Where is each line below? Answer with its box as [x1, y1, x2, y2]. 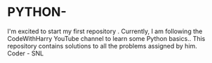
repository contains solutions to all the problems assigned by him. [7, 42, 198, 50]
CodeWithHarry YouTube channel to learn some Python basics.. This [7, 34, 206, 42]
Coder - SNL [7, 49, 44, 57]
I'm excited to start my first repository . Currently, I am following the [7, 27, 203, 35]
